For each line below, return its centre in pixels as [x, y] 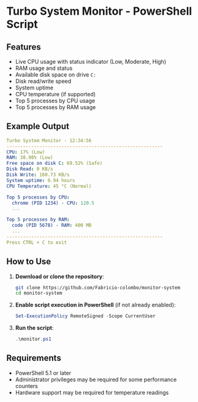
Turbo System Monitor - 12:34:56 [49, 140]
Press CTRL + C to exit [37, 242]
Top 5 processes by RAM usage [55, 107]
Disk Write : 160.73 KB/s [38, 175]
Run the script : [34, 328]
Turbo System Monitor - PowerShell [99, 11]
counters [27, 386]
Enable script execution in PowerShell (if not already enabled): [95, 305]
